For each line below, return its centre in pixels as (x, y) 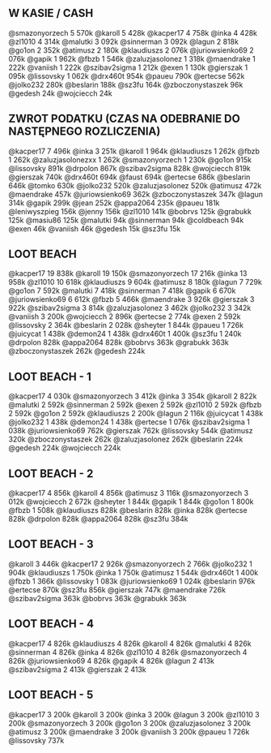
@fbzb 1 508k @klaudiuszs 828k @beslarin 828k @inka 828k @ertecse (128, 510)
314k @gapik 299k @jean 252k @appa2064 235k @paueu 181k (114, 203)
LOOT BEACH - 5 (51, 695)
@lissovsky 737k (36, 740)
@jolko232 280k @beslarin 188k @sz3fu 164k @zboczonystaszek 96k (126, 84)
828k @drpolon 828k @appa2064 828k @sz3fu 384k (98, 519)
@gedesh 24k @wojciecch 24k (60, 93)
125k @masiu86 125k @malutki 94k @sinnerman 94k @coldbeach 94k (126, 220)
